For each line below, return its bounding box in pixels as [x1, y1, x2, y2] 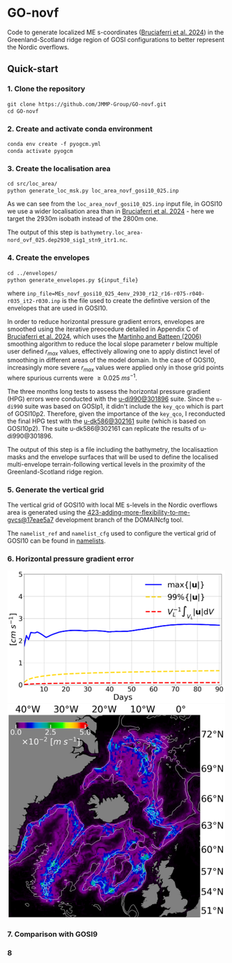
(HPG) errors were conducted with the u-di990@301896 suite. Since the [7, 395, 215, 403]
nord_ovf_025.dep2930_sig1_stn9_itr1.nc [7, 237, 127, 244]
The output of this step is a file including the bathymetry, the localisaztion [7, 445, 218, 453]
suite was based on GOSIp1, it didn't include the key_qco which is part [24, 402, 224, 410]
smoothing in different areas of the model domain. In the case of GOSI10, [7, 356, 216, 365]
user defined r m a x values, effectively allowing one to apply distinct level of [7, 347, 221, 357]
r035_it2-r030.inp [7, 297, 61, 304]
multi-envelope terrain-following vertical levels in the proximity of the [7, 460, 206, 469]
